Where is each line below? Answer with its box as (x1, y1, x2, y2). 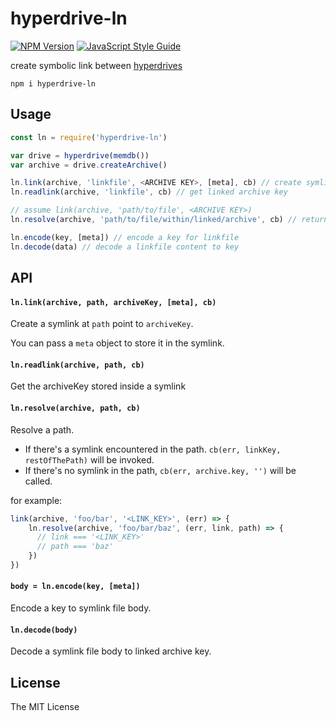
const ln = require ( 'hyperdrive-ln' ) (10, 132, 168, 142)
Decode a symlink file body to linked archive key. (10, 645, 212, 657)
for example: (10, 494, 63, 506)
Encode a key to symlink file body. (10, 602, 152, 614)
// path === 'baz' (36, 542, 114, 552)
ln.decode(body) (10, 625, 78, 635)
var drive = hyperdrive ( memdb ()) (10, 150, 150, 161)
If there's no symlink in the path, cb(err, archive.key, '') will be (24, 464, 297, 476)
